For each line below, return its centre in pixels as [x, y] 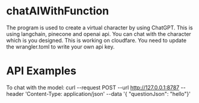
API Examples [41, 71]
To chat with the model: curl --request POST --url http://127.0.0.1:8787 [93, 87]
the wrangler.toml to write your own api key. [60, 47]
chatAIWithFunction [58, 11]
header [15, 93]
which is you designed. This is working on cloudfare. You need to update [96, 40]
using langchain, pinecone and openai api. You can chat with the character [99, 34]
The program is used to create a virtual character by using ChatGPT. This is [100, 28]
